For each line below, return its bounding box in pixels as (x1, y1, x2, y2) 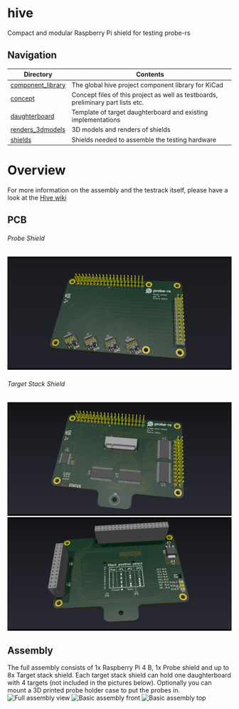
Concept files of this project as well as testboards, (71, 90, 218, 99)
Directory (23, 70, 53, 79)
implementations (71, 115, 121, 124)
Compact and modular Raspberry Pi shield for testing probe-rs (7, 29, 191, 37)
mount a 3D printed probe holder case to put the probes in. (7, 686, 181, 695)
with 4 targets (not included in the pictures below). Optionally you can (7, 678, 212, 687)
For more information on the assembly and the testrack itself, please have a (7, 185, 228, 194)
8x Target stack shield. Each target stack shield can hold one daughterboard (7, 671, 231, 680)
